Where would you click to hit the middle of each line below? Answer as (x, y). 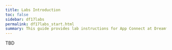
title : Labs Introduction (33, 10)
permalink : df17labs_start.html (40, 24)
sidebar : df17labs (25, 19)
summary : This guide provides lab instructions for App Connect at (79, 29)
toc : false (17, 15)
